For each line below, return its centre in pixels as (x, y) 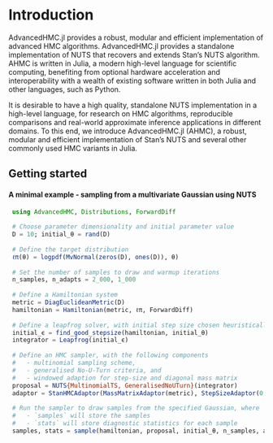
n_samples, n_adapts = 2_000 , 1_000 (74, 280)
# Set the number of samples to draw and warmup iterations (116, 272)
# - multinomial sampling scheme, (74, 363)
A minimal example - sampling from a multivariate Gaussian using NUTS (132, 194)
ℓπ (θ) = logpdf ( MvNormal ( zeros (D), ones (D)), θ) (95, 257)
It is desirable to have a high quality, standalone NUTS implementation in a (133, 105)
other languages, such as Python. (65, 89)
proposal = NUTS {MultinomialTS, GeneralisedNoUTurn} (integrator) (125, 385)
